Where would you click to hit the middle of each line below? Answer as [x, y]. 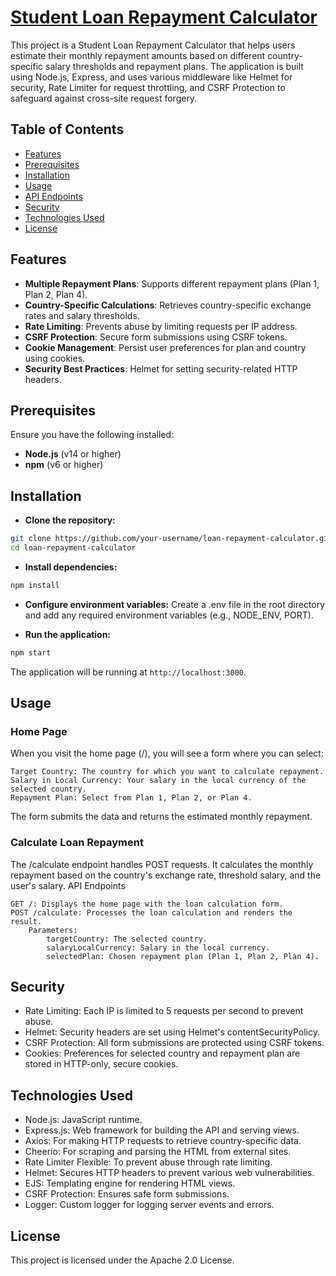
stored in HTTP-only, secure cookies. [101, 1064]
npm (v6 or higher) [64, 465]
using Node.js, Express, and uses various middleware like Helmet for [151, 77]
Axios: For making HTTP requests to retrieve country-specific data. [163, 1141]
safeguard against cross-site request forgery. [104, 98]
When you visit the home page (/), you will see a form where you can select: [167, 753]
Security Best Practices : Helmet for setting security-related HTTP [161, 368]
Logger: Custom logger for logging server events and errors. [149, 1205]
